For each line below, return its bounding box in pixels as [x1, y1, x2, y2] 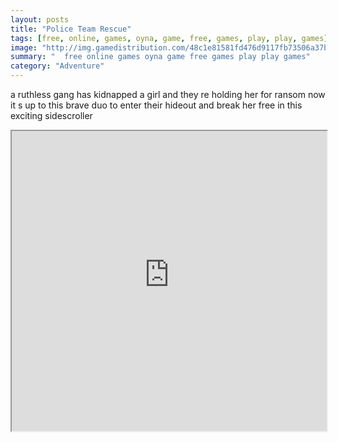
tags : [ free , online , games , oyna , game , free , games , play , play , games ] [10, 33, 329, 43]
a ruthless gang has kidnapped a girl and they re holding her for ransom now [10, 89, 326, 100]
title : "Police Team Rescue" [10, 24, 132, 34]
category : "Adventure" [10, 61, 105, 71]
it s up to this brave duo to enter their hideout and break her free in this [10, 99, 303, 111]
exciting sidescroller [10, 110, 93, 121]
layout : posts [10, 14, 70, 25]
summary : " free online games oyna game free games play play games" [10, 52, 311, 62]
